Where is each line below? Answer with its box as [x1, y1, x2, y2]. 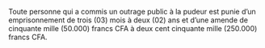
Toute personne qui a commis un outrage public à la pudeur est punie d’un [8, 7, 256, 16]
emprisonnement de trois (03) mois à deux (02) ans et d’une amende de [8, 15, 249, 25]
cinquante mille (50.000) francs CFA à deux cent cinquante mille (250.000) [8, 24, 258, 33]
